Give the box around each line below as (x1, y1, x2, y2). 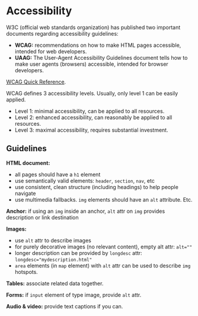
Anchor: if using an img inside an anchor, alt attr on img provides (6, 208, 165, 215)
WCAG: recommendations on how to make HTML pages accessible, (14, 42, 181, 49)
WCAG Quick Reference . (6, 78, 66, 85)
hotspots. (14, 268, 39, 275)
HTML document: (6, 159, 50, 167)
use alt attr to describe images (14, 237, 92, 244)
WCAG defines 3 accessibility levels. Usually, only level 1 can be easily (6, 90, 178, 97)
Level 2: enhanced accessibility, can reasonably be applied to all (14, 114, 173, 121)
